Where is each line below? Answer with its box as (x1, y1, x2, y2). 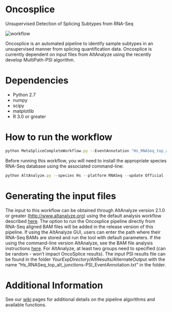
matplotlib (12, 108, 34, 114)
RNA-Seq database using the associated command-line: (5, 163, 124, 169)
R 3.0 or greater (12, 113, 46, 119)
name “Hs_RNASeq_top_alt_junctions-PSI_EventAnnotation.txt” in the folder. (5, 261, 166, 267)
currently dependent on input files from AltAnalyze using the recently (5, 51, 152, 57)
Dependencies (5, 75, 69, 87)
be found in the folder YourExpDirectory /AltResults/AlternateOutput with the (5, 256, 165, 262)
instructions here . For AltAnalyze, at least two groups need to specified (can (5, 245, 166, 252)
